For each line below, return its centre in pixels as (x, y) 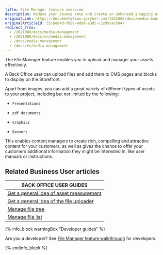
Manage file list (25, 217)
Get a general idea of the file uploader (51, 201)
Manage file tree (26, 209)
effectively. (16, 65)
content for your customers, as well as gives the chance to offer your (74, 146)
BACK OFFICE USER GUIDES (55, 185)
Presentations (26, 103)
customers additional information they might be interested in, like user (75, 151)
